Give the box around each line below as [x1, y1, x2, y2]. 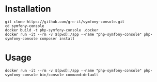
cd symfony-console [5, 23, 45, 28]
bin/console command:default [39, 72, 98, 77]
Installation [5, 3, 51, 14]
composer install [39, 36, 75, 41]
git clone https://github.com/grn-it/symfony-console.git [5, 19, 125, 24]
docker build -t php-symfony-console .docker [5, 27, 98, 32]
